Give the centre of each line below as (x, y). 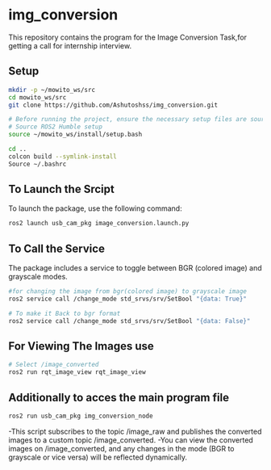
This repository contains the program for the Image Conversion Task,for (128, 37)
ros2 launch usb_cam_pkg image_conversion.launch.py (99, 224)
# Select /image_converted (54, 365)
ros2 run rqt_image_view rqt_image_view (77, 372)
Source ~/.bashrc (38, 164)
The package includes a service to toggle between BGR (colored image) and (135, 268)
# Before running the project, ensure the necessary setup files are (128, 120)
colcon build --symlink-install (63, 156)
